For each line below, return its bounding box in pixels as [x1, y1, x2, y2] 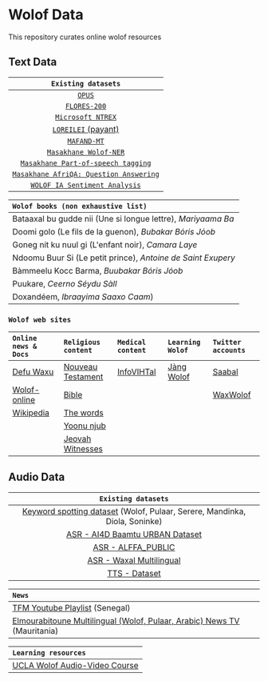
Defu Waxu [12, 367, 54, 378]
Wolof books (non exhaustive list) [12, 202, 148, 210]
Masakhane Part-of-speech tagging [20, 158, 152, 167]
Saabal [212, 367, 238, 378]
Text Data [8, 55, 57, 69]
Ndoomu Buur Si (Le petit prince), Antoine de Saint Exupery [12, 252, 235, 263]
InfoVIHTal [116, 367, 156, 378]
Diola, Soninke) [105, 515, 163, 527]
